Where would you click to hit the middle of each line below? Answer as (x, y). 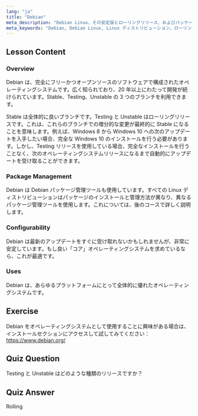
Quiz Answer (30, 392)
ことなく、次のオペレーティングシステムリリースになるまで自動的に (88, 153)
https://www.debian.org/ (36, 340)
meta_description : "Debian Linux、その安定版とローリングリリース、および (91, 22)
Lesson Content (36, 51)
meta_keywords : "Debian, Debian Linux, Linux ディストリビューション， (90, 28)
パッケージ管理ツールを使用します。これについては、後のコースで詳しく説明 (98, 205)
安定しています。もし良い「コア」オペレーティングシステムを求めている (93, 248)
